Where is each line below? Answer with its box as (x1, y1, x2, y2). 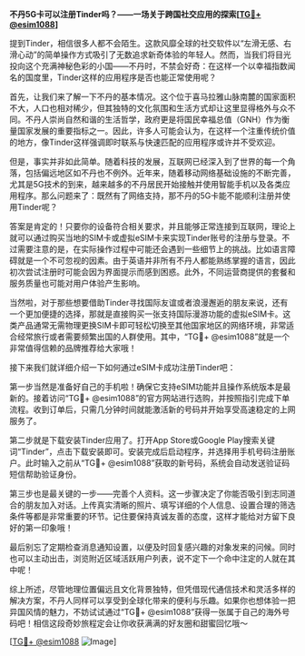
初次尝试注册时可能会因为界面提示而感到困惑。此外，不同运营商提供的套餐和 (9, 267, 296, 277)
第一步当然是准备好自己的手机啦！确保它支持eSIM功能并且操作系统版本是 (9, 381, 283, 392)
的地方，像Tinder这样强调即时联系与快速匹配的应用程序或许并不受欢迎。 (9, 136, 280, 147)
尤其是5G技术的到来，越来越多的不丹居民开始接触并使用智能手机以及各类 (9, 179, 283, 189)
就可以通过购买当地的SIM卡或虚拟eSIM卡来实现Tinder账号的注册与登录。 (9, 232, 282, 243)
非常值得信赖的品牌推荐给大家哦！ (9, 343, 137, 353)
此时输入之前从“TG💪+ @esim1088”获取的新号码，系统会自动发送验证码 (25, 458, 290, 468)
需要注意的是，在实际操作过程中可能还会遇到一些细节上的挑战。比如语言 (16, 244, 288, 254)
